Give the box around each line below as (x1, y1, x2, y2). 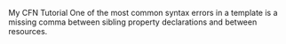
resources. (8, 26, 48, 36)
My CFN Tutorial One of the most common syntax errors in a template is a (8, 8, 278, 18)
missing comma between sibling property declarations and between (8, 17, 258, 27)
